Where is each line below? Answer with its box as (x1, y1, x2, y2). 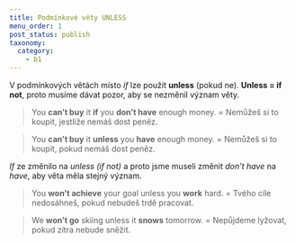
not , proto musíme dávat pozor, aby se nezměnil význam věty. (9, 89, 240, 100)
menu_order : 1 (9, 22, 63, 31)
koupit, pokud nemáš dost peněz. (31, 143, 156, 154)
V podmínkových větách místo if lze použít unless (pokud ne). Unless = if (9, 80, 282, 90)
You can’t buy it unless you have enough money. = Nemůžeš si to (31, 134, 277, 144)
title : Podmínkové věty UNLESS (9, 13, 127, 23)
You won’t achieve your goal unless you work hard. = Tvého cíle (31, 188, 272, 198)
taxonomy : (9, 38, 47, 48)
